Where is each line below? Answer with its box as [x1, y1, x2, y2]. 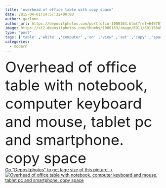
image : [5, 26, 19, 31]
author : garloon [5, 16, 39, 21]
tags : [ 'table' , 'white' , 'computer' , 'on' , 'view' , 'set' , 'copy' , [5, 35, 152, 40]
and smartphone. [5, 130, 124, 149]
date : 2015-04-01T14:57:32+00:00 [5, 12, 74, 17]
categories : [5, 39, 30, 44]
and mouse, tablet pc [5, 112, 152, 131]
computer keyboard [5, 94, 142, 113]
